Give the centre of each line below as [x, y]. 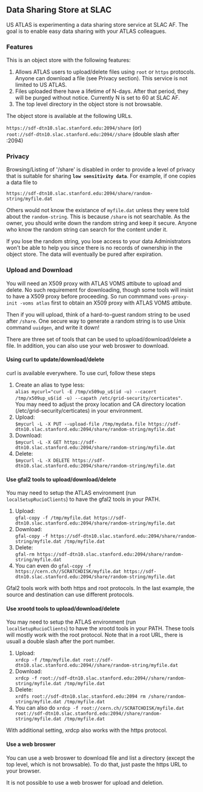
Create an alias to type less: [50, 385]
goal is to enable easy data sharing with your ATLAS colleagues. [86, 31]
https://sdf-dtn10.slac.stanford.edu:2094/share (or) [74, 128]
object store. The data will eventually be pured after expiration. [85, 254]
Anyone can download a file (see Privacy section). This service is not [101, 78]
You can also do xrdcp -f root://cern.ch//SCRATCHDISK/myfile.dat [100, 708]
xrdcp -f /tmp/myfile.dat [48, 660]
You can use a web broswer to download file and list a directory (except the [101, 758]
